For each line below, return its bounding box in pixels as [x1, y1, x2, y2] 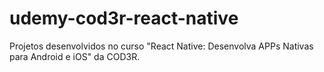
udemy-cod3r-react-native [9, 7, 239, 30]
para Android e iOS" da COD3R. [9, 50, 141, 62]
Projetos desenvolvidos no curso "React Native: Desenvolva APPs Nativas [9, 40, 314, 52]
